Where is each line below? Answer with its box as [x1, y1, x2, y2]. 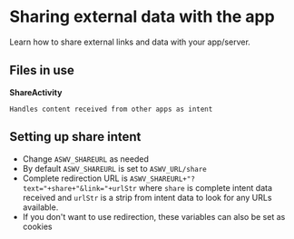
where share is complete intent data [139, 182, 273, 193]
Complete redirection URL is [22, 173, 129, 184]
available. [22, 202, 59, 213]
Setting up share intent [9, 129, 142, 144]
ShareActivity [9, 86, 63, 97]
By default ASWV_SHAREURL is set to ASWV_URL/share [22, 163, 207, 174]
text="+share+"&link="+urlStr [22, 184, 138, 193]
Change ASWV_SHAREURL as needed [22, 153, 150, 164]
